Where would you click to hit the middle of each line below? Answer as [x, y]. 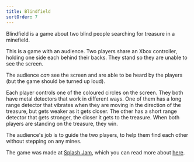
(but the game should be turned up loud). [56, 81]
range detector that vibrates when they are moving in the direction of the [93, 105]
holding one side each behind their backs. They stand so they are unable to [97, 57]
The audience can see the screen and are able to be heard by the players [94, 75]
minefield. [18, 40]
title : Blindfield [28, 11]
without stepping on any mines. [44, 141]
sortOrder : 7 [22, 17]
